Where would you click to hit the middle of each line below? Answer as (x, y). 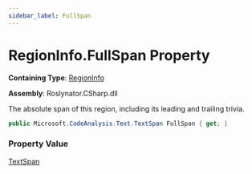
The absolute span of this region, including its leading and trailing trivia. (126, 108)
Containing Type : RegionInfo (57, 78)
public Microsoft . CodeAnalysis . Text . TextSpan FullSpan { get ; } (118, 123)
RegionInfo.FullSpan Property (109, 55)
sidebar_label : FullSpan (50, 16)
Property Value (39, 144)
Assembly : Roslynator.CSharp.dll (63, 93)
